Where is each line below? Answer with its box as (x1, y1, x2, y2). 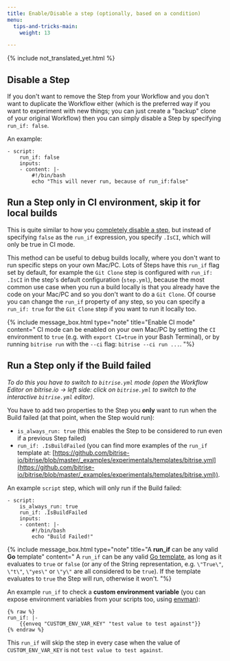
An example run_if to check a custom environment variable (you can (7, 587, 206, 596)
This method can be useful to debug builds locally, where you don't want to (7, 254, 221, 262)
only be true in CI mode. (7, 240, 76, 248)
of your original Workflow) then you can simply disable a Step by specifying (7, 114, 222, 122)
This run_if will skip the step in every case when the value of (7, 638, 181, 647)
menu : (7, 16, 23, 23)
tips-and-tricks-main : (13, 23, 78, 30)
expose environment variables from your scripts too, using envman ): (7, 595, 200, 603)
